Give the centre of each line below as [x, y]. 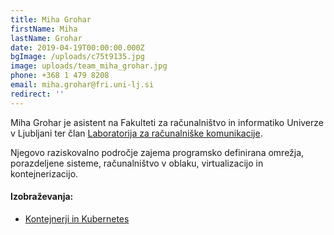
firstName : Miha [44, 29]
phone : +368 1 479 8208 [60, 76]
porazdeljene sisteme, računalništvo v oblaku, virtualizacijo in [137, 163]
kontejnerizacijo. [44, 173]
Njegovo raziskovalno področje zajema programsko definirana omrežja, [157, 152]
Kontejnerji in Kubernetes [77, 218]
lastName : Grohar [46, 38]
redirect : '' [37, 94]
